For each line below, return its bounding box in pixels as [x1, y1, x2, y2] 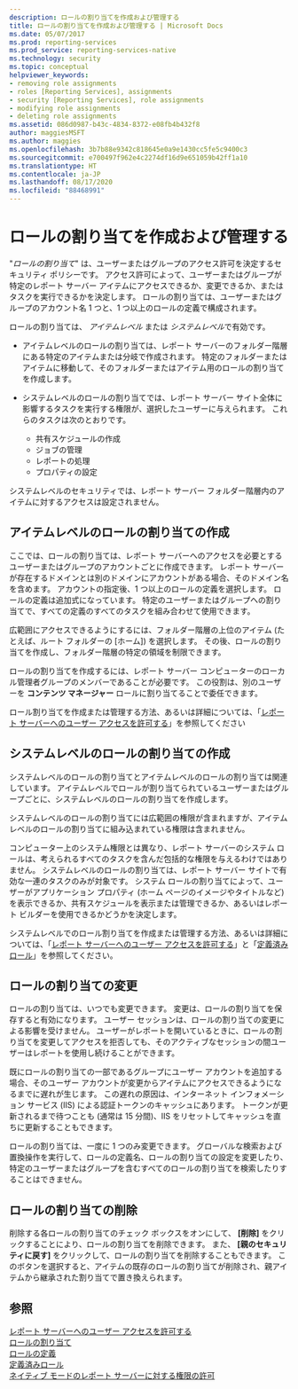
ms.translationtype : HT [9, 161, 98, 170]
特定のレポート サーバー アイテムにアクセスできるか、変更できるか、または [9, 280, 284, 291]
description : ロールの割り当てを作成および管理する [9, 12, 180, 22]
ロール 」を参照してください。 [9, 950, 118, 961]
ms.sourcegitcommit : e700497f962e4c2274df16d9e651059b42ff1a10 [9, 153, 248, 162]
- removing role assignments [9, 79, 117, 88]
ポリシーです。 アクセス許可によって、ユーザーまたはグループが [50, 269, 282, 279]
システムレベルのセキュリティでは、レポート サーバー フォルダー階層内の [9, 485, 278, 496]
